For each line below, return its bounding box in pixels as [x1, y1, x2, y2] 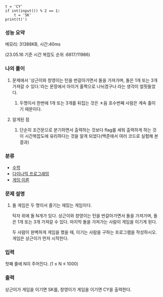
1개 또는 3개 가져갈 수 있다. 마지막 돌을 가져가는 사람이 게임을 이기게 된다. [17, 219, 158, 225]
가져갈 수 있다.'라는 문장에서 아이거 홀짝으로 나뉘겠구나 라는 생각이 [12, 83, 139, 89]
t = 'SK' [14, 13, 32, 18]
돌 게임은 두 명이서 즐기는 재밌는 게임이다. [12, 202, 92, 208]
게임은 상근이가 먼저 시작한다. [12, 235, 69, 242]
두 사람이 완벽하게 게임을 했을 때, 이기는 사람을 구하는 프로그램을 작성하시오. [12, 229, 158, 235]
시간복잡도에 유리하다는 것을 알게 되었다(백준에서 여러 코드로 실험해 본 [24, 133, 159, 139]
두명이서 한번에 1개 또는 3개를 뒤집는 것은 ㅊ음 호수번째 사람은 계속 [19, 100, 147, 106]
